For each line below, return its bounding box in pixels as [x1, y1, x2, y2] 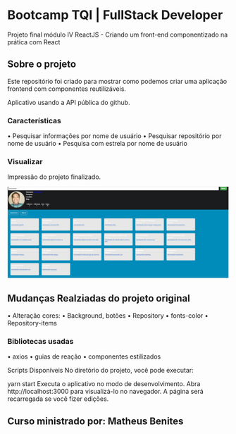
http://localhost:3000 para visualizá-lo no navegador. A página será [7, 387, 204, 396]
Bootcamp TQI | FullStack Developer [7, 7, 223, 23]
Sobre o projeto [7, 58, 76, 70]
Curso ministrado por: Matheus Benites [7, 415, 184, 427]
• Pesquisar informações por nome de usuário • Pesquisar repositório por [7, 132, 222, 140]
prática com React [7, 37, 61, 46]
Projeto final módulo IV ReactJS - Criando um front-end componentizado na [7, 30, 228, 39]
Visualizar [7, 156, 43, 166]
